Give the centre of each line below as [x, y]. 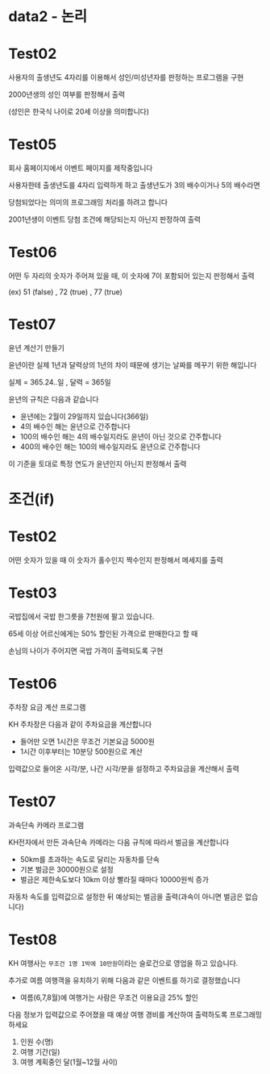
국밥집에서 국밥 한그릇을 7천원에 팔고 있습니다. [81, 616]
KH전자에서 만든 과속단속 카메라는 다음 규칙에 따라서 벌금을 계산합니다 [119, 842]
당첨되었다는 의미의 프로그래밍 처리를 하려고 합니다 [88, 202]
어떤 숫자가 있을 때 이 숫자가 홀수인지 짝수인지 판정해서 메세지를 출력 [116, 560]
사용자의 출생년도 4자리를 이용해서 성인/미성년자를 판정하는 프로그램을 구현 [126, 77]
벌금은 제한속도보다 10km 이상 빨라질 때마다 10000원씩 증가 [114, 879]
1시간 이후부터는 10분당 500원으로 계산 [81, 751]
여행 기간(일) [40, 1051]
